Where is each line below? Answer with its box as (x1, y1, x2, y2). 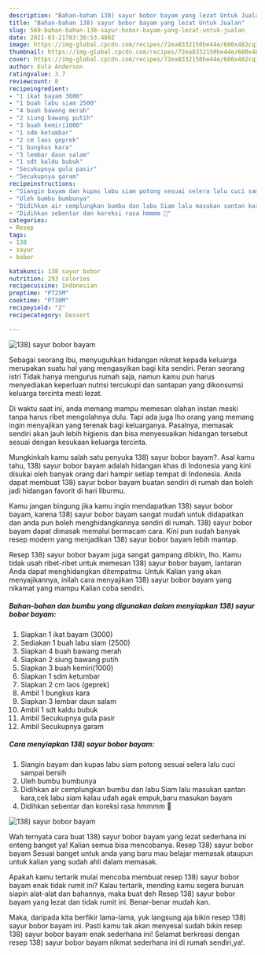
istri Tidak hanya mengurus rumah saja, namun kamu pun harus (9, 372, 215, 381)
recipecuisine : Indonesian (9, 282, 98, 290)
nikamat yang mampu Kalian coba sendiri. (9, 583, 145, 593)
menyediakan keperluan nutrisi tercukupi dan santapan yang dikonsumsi (9, 379, 244, 390)
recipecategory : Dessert (9, 311, 90, 319)
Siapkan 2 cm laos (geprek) (20, 679, 110, 689)
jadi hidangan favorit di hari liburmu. (9, 486, 126, 495)
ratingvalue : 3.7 (9, 70, 66, 78)
